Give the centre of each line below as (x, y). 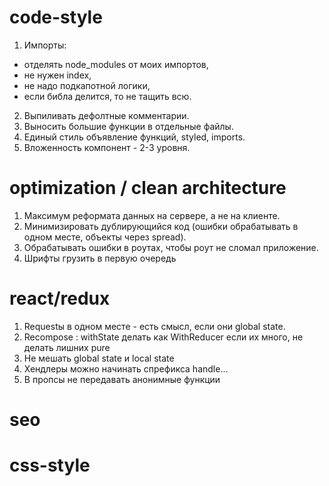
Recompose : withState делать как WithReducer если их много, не (163, 337)
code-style (56, 17)
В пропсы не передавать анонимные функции (122, 379)
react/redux (60, 298)
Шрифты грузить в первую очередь (100, 258)
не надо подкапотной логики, (87, 85)
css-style (50, 465)
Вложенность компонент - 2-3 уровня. (107, 147)
